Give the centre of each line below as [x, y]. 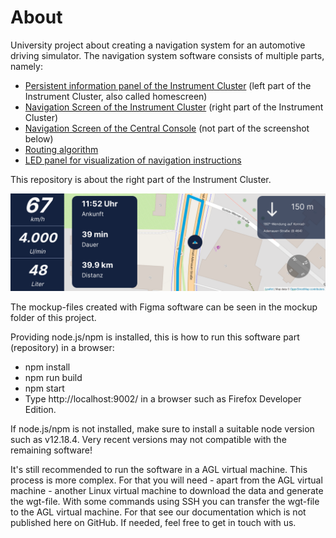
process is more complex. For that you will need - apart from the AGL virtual [166, 480]
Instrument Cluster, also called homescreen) [116, 96]
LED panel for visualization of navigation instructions [133, 160]
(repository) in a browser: [62, 348]
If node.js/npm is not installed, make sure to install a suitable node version [162, 429]
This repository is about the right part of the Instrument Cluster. [141, 179]
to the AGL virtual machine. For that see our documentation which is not [158, 512]
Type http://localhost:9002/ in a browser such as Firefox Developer [163, 399]
